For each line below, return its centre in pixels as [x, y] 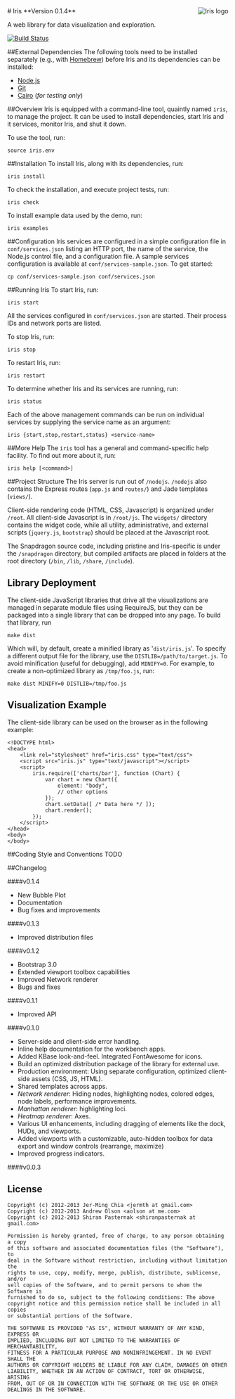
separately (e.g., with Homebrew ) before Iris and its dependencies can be [114, 59]
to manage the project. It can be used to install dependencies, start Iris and [116, 116]
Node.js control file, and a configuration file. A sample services [98, 256]
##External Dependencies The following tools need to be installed [102, 52]
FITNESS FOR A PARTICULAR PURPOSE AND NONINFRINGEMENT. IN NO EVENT [109, 1353]
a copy [17, 1242]
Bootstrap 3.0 [37, 964]
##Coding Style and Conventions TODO [65, 854]
